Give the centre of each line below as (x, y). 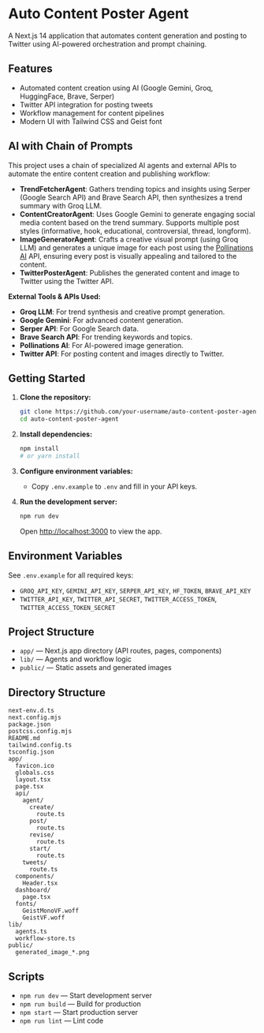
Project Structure (51, 632)
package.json (30, 724)
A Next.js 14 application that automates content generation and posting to (128, 36)
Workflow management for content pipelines (92, 113)
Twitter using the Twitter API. (67, 281)
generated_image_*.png (52, 953)
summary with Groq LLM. (61, 205)
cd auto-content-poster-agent (69, 419)
